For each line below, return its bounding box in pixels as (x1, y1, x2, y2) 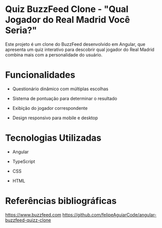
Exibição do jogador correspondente (12, 105, 88, 111)
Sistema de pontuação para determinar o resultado (12, 95, 117, 101)
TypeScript (12, 158, 35, 164)
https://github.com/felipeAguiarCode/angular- (62, 212, 157, 218)
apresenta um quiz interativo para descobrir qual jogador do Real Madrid (5, 46, 155, 52)
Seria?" (5, 25, 37, 36)
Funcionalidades (5, 69, 76, 81)
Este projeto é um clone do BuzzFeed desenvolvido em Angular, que (5, 41, 146, 47)
